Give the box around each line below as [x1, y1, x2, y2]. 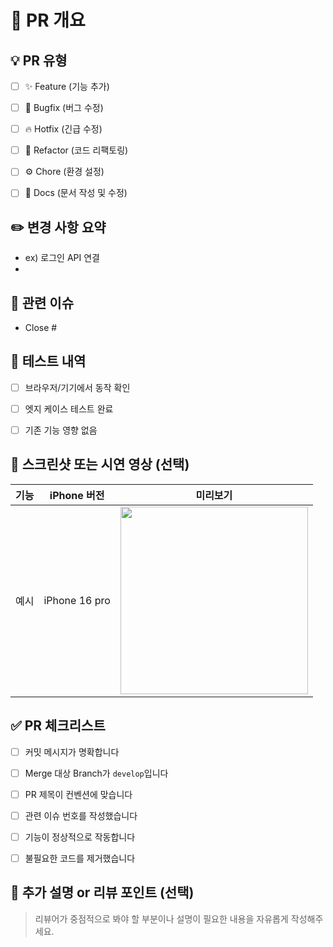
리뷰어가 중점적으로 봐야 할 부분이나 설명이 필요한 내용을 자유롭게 [34, 912, 289, 925]
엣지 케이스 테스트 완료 [24, 402, 114, 415]
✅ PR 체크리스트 [10, 717, 106, 735]
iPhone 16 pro [43, 593, 111, 607]
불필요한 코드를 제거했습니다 [24, 852, 136, 864]
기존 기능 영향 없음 [24, 424, 98, 436]
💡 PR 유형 [10, 52, 68, 69]
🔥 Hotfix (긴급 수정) [24, 123, 103, 135]
